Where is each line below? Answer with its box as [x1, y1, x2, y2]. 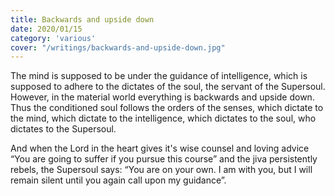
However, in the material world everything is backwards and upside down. [10, 91, 315, 103]
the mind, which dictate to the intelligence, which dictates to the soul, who [10, 112, 317, 125]
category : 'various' [10, 33, 97, 43]
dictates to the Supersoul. [10, 123, 117, 135]
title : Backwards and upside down [10, 14, 155, 25]
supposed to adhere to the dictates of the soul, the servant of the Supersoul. [10, 81, 326, 93]
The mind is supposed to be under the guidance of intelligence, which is [10, 70, 308, 82]
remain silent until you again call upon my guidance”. [10, 174, 227, 186]
